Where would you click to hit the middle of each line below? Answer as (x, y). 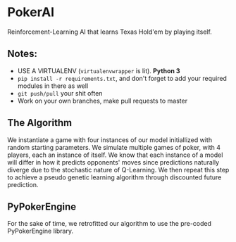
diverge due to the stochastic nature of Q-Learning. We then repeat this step (118, 170)
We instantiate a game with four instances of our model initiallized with (110, 140)
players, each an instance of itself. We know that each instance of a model (115, 155)
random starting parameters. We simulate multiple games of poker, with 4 (114, 147)
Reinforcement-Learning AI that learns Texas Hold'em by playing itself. (110, 32)
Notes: (22, 54)
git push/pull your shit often (60, 93)
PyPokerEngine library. (41, 231)
